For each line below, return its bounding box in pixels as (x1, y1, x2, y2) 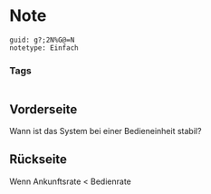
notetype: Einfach (9, 43, 79, 53)
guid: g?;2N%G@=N (9, 35, 75, 44)
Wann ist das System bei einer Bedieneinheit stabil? (9, 126, 202, 137)
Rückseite (9, 151, 68, 168)
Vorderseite (9, 102, 78, 117)
